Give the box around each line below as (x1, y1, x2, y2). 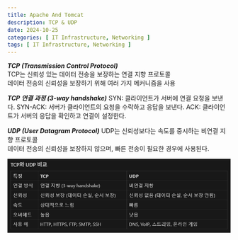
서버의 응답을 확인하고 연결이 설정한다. (20, 112, 127, 120)
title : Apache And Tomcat (7, 11, 84, 18)
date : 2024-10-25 (7, 26, 59, 33)
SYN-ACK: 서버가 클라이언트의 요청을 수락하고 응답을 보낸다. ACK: (16, 103, 201, 111)
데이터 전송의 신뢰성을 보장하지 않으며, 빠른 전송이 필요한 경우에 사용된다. (7, 144, 210, 153)
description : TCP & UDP (7, 18, 78, 26)
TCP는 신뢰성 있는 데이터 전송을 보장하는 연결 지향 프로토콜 (7, 70, 171, 79)
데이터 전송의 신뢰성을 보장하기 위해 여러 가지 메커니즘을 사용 (7, 79, 176, 88)
